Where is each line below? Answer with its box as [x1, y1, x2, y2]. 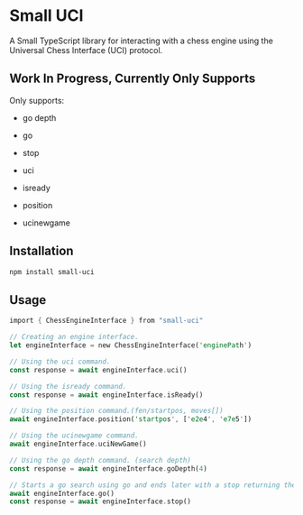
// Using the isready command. [9, 382, 127, 391]
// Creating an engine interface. [9, 333, 140, 342]
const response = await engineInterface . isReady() [9, 390, 204, 400]
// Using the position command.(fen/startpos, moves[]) [9, 407, 224, 416]
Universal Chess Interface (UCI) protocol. [9, 44, 163, 55]
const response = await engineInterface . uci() [9, 365, 188, 374]
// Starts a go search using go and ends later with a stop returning [9, 480, 280, 490]
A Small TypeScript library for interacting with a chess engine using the [9, 35, 273, 46]
